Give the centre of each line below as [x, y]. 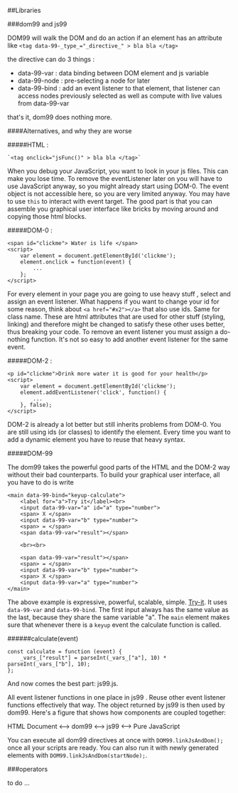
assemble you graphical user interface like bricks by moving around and [113, 209]
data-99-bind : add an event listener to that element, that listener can [119, 88]
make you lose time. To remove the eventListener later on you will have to [115, 178]
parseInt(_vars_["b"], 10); [49, 664]
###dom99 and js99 [37, 24]
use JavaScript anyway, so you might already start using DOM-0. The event [118, 186]
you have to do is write [41, 482]
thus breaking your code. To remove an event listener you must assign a [113, 332]
